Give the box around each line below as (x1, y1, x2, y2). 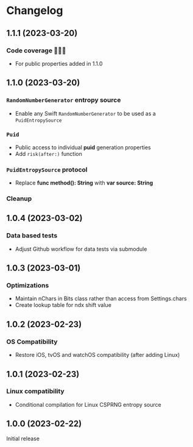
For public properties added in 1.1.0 (15, 60, 103, 67)
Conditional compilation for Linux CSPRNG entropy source (15, 401, 161, 408)
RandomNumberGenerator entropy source (6, 96, 121, 104)
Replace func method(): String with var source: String (15, 179, 153, 186)
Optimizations (6, 281, 49, 290)
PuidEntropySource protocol (6, 165, 88, 174)
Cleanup (6, 194, 32, 203)
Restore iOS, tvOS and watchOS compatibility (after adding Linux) (15, 351, 180, 359)
